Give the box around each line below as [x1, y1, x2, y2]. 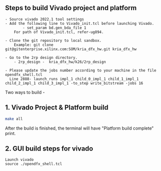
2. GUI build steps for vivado [5, 144, 93, 152]
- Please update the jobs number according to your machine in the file [5, 68, 157, 73]
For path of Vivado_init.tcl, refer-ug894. [14, 29, 104, 35]
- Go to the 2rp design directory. [5, 55, 78, 60]
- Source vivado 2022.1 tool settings [5, 17, 84, 21]
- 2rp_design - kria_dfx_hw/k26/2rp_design [14, 59, 106, 64]
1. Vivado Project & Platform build [5, 103, 109, 112]
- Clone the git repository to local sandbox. [5, 38, 102, 43]
